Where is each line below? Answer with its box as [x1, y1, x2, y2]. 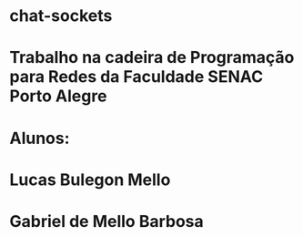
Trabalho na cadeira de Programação [9, 47, 295, 68]
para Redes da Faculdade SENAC [9, 67, 264, 88]
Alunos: [9, 128, 70, 149]
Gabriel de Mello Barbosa [9, 211, 205, 232]
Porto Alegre [9, 86, 107, 107]
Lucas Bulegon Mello [9, 170, 171, 190]
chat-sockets [9, 5, 113, 26]
